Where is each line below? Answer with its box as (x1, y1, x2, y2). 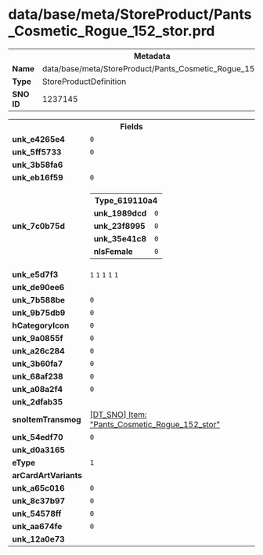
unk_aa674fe (12, 521, 63, 531)
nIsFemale (93, 245, 133, 256)
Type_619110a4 (94, 194, 158, 205)
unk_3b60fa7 (12, 358, 63, 369)
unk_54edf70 (12, 431, 64, 442)
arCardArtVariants (12, 470, 82, 481)
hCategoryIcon (12, 320, 70, 331)
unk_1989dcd (93, 208, 147, 219)
